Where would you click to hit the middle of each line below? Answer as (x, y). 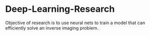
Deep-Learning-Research (60, 9)
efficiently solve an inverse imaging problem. (52, 28)
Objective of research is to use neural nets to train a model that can (75, 23)
